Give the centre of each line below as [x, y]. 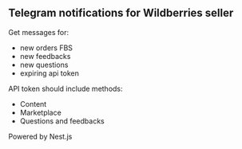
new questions [44, 65]
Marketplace [40, 112]
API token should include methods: [65, 88]
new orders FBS [46, 48]
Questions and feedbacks [62, 121]
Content [33, 104]
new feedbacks [45, 56]
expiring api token [50, 73]
